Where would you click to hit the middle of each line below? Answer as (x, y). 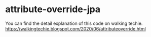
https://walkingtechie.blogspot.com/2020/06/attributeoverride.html (75, 28)
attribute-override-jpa (53, 9)
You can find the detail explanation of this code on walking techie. (74, 23)
